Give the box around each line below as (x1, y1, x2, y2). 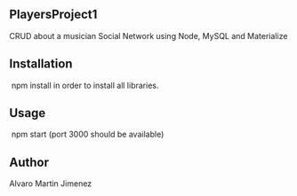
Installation (9, 57, 73, 72)
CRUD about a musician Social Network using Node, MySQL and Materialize (9, 30, 288, 41)
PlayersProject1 (9, 7, 98, 22)
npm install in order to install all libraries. (11, 80, 159, 90)
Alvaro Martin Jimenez (9, 178, 92, 189)
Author (9, 154, 49, 169)
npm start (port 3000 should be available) (11, 129, 165, 140)
